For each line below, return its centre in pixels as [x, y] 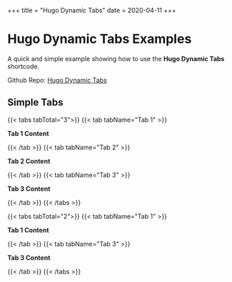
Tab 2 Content [29, 161]
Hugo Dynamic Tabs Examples [100, 39]
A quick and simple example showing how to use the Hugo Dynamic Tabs [116, 58]
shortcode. [24, 66]
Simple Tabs [35, 103]
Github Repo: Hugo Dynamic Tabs [57, 80]
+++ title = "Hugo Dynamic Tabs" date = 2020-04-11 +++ [92, 10]
